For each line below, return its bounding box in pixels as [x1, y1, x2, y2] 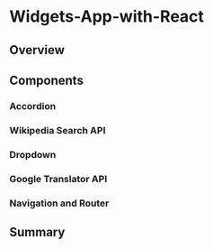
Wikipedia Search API [9, 124, 106, 136]
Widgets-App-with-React [9, 6, 205, 27]
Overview [9, 42, 66, 58]
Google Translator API [9, 172, 108, 185]
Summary [9, 224, 66, 240]
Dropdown [9, 148, 57, 161]
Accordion [9, 99, 57, 112]
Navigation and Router [9, 197, 110, 209]
